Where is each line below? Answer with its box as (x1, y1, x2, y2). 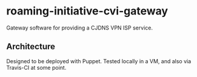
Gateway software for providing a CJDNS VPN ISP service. (6, 24, 153, 31)
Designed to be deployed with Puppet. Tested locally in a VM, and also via (6, 57, 192, 64)
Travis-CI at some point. (6, 64, 67, 71)
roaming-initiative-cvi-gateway (6, 4, 169, 18)
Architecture (6, 42, 56, 52)
